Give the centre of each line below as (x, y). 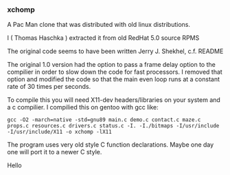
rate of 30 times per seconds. (49, 87)
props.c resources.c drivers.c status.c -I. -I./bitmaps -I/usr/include (113, 126)
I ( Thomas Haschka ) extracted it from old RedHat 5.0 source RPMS (103, 38)
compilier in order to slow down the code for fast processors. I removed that (115, 72)
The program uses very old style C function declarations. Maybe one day (111, 145)
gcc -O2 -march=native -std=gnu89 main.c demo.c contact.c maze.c (104, 120)
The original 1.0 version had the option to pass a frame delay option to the (112, 65)
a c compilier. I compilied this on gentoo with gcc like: (83, 107)
